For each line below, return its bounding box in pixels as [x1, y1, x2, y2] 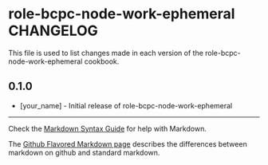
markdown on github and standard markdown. [8, 147, 160, 157]
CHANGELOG [8, 22, 98, 40]
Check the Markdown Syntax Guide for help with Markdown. [8, 124, 207, 133]
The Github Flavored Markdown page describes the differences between [8, 139, 247, 148]
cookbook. [84, 57, 120, 66]
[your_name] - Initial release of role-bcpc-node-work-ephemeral [19, 100, 233, 110]
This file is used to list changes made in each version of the [8, 48, 203, 57]
